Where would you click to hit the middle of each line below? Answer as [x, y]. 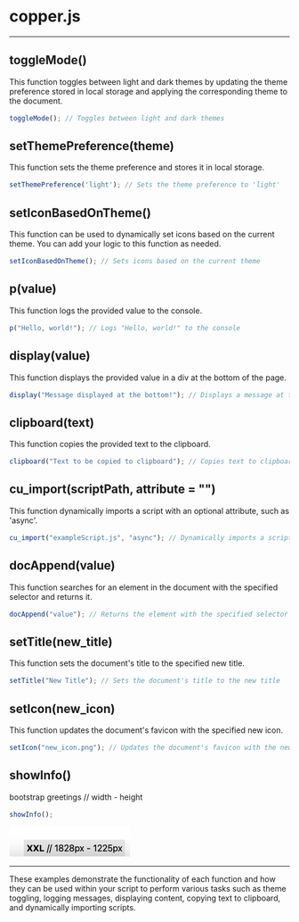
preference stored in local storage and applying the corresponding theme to [148, 91]
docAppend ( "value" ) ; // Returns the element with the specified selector [149, 614]
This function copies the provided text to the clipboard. [110, 444]
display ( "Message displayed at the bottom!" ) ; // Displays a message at [147, 395]
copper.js [45, 17]
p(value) [33, 289]
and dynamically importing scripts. [73, 907]
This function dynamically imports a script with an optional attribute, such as [149, 511]
